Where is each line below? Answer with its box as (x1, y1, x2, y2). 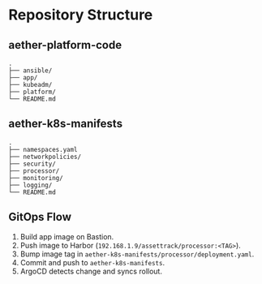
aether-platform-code (8, 38, 122, 52)
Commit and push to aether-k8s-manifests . (19, 257, 165, 267)
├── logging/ (8, 181, 53, 189)
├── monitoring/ (8, 174, 63, 182)
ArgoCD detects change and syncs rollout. (19, 266, 162, 276)
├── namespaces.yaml (8, 145, 79, 153)
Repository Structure (8, 6, 153, 24)
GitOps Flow (8, 210, 71, 224)
